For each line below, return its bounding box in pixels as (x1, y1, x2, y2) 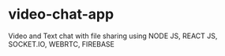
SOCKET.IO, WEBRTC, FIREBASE (8, 39, 115, 48)
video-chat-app (8, 5, 114, 23)
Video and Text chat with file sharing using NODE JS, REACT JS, (8, 31, 218, 40)
